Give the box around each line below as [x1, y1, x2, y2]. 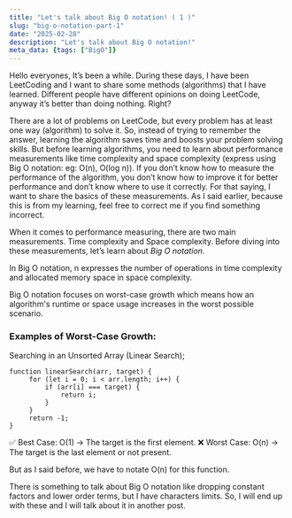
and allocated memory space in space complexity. [9, 272, 193, 283]
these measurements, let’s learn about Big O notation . [9, 245, 205, 257]
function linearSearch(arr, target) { [9, 367, 152, 376]
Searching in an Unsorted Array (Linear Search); [9, 351, 186, 361]
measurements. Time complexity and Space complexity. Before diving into [9, 236, 280, 247]
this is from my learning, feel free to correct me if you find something [9, 200, 261, 211]
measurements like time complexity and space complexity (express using [9, 153, 277, 164]
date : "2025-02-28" [9, 29, 81, 38]
